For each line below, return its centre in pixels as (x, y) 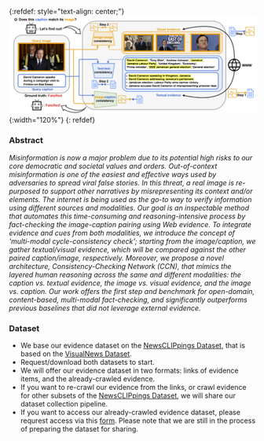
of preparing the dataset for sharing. (79, 428)
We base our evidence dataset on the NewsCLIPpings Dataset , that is (133, 345)
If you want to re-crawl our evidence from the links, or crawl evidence (133, 387)
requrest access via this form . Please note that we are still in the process (138, 421)
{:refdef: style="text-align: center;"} (67, 11)
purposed (25, 191)
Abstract (26, 141)
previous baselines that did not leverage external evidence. (105, 308)
